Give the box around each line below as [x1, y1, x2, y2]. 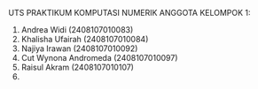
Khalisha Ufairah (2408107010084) [20, 34, 149, 44]
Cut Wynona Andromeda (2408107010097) [20, 53, 178, 63]
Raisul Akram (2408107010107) [20, 62, 135, 72]
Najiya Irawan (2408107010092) [20, 43, 138, 54]
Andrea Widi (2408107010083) [20, 25, 134, 34]
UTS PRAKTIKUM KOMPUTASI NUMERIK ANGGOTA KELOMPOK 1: [8, 8, 251, 18]
